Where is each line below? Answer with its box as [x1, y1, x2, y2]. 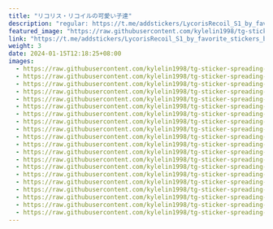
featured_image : [8, 27, 63, 35]
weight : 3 [8, 42, 42, 50]
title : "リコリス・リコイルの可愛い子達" [8, 11, 132, 20]
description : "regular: [8, 19, 89, 28]
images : [8, 58, 35, 66]
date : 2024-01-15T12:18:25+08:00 [8, 50, 122, 58]
